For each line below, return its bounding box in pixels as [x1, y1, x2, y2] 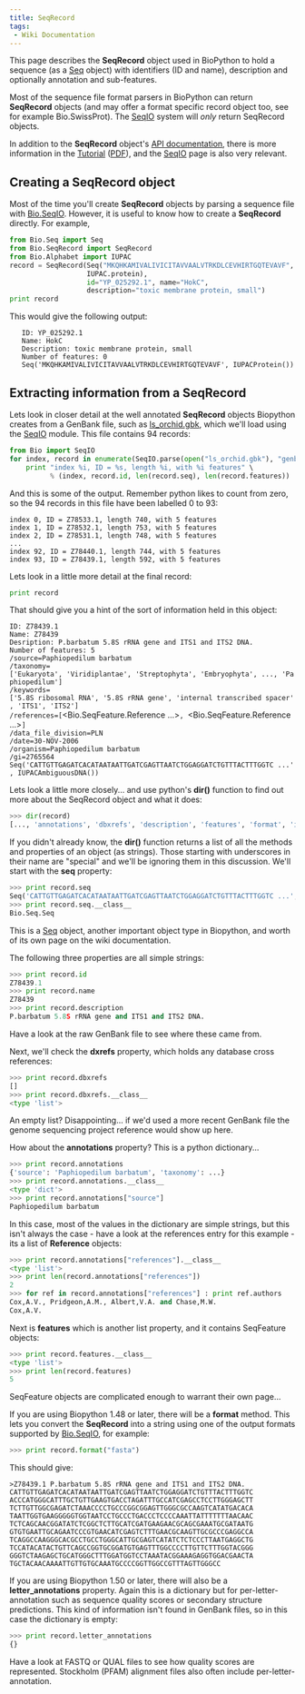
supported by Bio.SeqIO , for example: [9, 1428, 150, 1440]
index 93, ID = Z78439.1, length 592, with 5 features [9, 555, 221, 564]
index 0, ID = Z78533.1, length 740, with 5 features [9, 515, 218, 524]
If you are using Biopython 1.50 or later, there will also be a [9, 1575, 229, 1586]
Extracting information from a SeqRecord [9, 385, 247, 401]
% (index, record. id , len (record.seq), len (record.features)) [49, 471, 290, 480]
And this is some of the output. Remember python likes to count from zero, [9, 488, 289, 499]
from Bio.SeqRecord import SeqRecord [9, 244, 152, 253]
